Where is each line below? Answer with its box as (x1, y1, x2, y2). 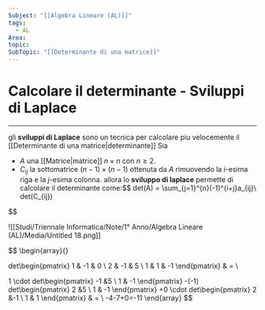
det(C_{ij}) (19, 191, 54, 201)
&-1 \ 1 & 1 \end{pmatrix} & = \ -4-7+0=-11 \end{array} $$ (8, 293, 193, 302)
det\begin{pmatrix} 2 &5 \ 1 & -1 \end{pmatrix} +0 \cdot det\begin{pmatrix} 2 (8, 285, 257, 294)
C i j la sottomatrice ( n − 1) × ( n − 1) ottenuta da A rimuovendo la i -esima (19, 164, 248, 176)
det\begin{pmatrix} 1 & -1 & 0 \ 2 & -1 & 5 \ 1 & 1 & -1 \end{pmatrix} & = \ (8, 261, 238, 271)
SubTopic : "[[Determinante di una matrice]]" (8, 48, 160, 56)
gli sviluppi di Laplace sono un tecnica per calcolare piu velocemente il (8, 132, 240, 142)
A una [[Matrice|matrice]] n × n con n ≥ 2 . (19, 155, 156, 166)
